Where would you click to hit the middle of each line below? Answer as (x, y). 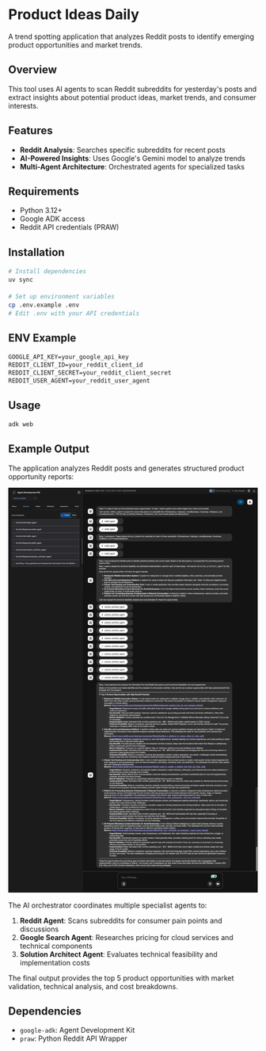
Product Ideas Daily (74, 15)
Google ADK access (52, 219)
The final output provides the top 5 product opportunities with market (121, 978)
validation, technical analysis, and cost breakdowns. (93, 986)
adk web (21, 425)
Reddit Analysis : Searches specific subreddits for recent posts (122, 150)
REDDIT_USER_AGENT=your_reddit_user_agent (79, 381)
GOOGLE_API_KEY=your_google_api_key (68, 357)
